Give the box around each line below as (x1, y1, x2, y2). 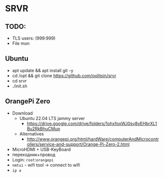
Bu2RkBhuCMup (26, 125, 60, 132)
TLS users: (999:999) (12, 35, 56, 41)
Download (12, 110, 33, 116)
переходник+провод (12, 152, 55, 158)
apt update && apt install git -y (12, 67, 73, 73)
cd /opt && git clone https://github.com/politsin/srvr (12, 73, 117, 79)
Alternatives (19, 131, 44, 137)
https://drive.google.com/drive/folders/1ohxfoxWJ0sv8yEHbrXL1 (26, 120, 158, 126)
